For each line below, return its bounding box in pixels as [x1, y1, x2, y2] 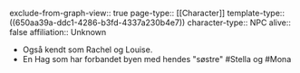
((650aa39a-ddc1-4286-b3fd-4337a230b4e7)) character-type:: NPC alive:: [9, 17, 292, 28]
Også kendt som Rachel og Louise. [22, 44, 153, 55]
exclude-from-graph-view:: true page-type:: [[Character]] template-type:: [9, 8, 285, 18]
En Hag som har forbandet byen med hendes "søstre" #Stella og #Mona [22, 54, 292, 64]
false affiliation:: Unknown [9, 27, 107, 37]
